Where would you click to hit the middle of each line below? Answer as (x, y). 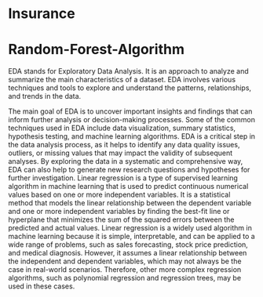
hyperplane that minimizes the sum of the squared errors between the (121, 219)
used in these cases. (42, 286)
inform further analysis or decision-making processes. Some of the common (131, 120)
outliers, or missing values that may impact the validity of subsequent (121, 153)
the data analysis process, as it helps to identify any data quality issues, (124, 145)
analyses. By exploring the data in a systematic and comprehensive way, (126, 161)
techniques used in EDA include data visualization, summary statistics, (122, 128)
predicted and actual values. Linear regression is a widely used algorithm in (130, 228)
